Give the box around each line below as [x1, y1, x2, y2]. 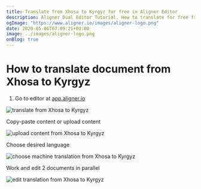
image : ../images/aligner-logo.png [6, 31, 95, 37]
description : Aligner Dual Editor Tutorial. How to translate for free [6, 14, 188, 20]
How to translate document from [6, 62, 171, 76]
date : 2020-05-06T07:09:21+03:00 [6, 25, 90, 32]
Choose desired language [6, 141, 70, 148]
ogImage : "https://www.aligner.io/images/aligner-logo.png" [6, 20, 160, 26]
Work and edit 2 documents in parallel [6, 164, 100, 171]
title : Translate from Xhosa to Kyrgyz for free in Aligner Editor [6, 8, 178, 15]
